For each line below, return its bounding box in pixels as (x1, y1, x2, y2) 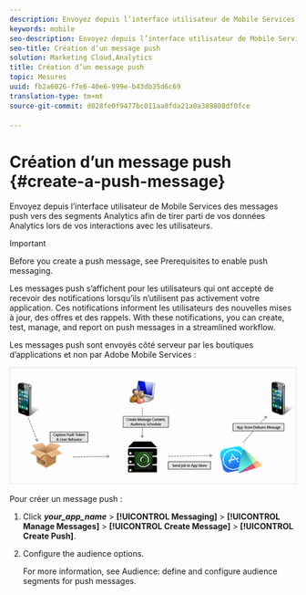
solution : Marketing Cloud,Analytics (9, 53, 153, 63)
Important (9, 238, 46, 249)
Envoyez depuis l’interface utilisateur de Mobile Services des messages (9, 201, 279, 212)
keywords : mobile (9, 24, 76, 34)
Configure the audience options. (22, 548, 144, 559)
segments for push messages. (22, 576, 137, 587)
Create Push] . (22, 530, 76, 542)
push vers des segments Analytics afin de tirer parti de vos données (9, 211, 266, 222)
